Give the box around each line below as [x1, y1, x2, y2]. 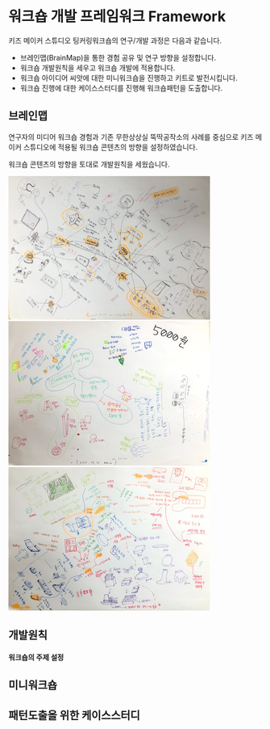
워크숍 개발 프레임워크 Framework [8, 7, 226, 26]
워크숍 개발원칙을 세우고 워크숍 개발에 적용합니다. [19, 62, 176, 73]
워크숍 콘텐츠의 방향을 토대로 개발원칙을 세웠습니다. [8, 159, 170, 169]
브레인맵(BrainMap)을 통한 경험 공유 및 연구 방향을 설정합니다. [19, 53, 216, 62]
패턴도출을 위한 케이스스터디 [8, 708, 141, 722]
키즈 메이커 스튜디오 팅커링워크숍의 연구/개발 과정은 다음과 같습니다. [8, 36, 222, 45]
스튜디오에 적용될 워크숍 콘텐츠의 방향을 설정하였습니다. [23, 142, 198, 152]
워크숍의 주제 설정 [8, 652, 64, 662]
